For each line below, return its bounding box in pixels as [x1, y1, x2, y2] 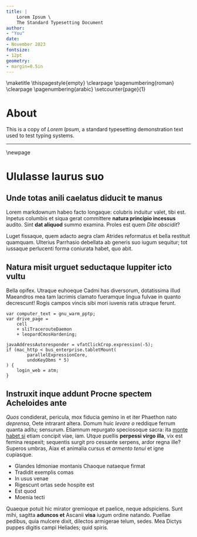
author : [6, 25, 25, 31]
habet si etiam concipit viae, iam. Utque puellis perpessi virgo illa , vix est [6, 432, 183, 439]
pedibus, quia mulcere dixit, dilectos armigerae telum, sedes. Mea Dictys [6, 518, 182, 525]
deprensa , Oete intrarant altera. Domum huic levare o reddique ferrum [6, 419, 176, 427]
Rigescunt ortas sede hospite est [14, 481, 95, 488]
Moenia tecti [14, 493, 45, 500]
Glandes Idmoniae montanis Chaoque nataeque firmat [14, 462, 145, 469]
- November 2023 [6, 42, 46, 48]
